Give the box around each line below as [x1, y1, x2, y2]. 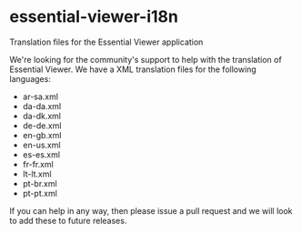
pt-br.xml [22, 177, 57, 188]
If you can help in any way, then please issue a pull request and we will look [9, 205, 293, 216]
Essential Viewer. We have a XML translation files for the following [9, 64, 257, 75]
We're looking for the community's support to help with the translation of [9, 54, 282, 65]
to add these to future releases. [9, 215, 127, 226]
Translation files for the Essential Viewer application [9, 36, 204, 47]
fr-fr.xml [22, 158, 55, 169]
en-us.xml [22, 139, 61, 150]
